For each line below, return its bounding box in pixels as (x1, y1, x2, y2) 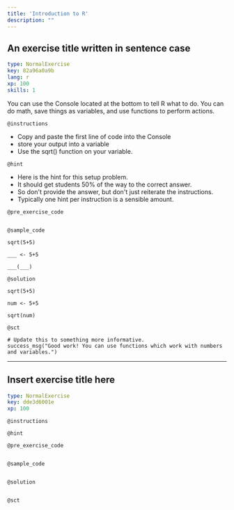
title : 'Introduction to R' (7, 10, 89, 17)
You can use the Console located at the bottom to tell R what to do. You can (7, 99, 224, 108)
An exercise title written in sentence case (7, 42, 191, 54)
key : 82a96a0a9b (7, 67, 54, 74)
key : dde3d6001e (7, 399, 54, 406)
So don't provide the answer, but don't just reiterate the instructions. (17, 187, 214, 196)
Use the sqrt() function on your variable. (17, 147, 133, 155)
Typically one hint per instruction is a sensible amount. (17, 195, 174, 203)
